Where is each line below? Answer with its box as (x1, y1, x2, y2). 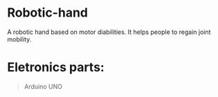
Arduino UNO (24, 82, 63, 91)
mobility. (7, 35, 32, 43)
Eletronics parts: (7, 60, 105, 76)
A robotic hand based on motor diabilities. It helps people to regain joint (7, 28, 211, 36)
